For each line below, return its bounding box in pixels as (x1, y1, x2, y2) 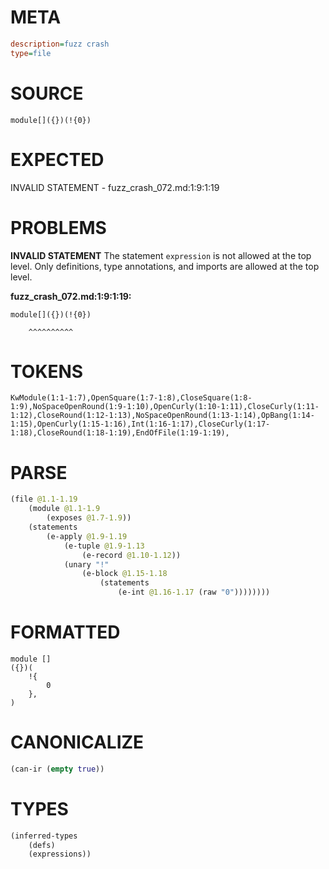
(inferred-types (10, 831, 78, 841)
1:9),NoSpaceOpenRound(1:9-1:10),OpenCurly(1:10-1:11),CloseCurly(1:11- (10, 402, 320, 412)
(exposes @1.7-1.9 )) (46, 513, 132, 523)
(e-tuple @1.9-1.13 (63, 541, 145, 551)
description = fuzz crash (10, 39, 110, 49)
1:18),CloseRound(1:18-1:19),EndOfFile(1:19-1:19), (10, 428, 230, 438)
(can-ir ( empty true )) (10, 764, 105, 774)
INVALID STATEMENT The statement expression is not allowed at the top (10, 249, 312, 261)
